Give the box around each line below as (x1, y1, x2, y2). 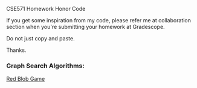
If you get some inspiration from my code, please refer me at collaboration (6, 17, 192, 24)
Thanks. (6, 46, 27, 54)
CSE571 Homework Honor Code (6, 5, 86, 12)
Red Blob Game (6, 75, 45, 83)
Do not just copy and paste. (6, 35, 75, 42)
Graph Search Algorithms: (6, 61, 85, 70)
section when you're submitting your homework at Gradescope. (6, 24, 165, 30)
